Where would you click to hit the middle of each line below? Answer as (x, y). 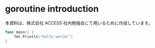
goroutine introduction (52, 9)
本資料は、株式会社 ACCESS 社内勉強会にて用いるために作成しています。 (79, 23)
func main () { (20, 32)
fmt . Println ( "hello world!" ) (44, 37)
